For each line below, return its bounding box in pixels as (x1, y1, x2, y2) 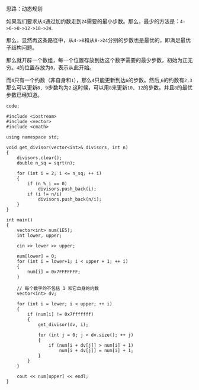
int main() (6, 217, 33, 223)
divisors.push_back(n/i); (37, 196, 102, 202)
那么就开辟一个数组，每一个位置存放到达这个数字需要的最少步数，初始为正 (6, 57, 188, 63)
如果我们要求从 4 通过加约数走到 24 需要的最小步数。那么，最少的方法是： (6, 18, 181, 25)
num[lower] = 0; (17, 253, 57, 259)
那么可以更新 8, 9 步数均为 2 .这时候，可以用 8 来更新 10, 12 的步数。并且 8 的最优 (6, 84, 193, 91)
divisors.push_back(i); (37, 186, 97, 192)
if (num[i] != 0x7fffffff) (27, 311, 94, 317)
